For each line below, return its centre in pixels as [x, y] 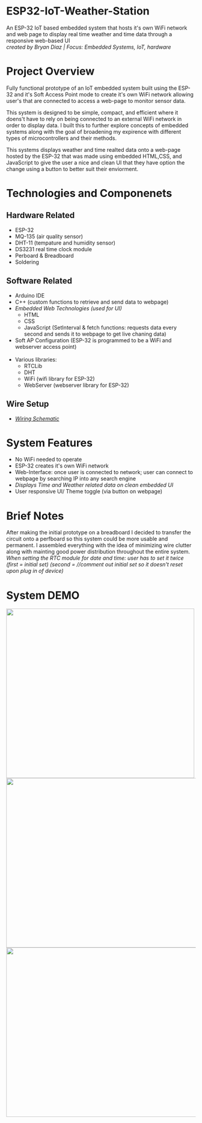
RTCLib [33, 366]
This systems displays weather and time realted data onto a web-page [93, 149]
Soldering [27, 262]
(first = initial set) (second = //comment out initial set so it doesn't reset [95, 565]
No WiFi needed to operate [48, 460]
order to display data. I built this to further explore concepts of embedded [97, 125]
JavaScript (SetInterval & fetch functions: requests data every [100, 327]
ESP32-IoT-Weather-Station [78, 11]
